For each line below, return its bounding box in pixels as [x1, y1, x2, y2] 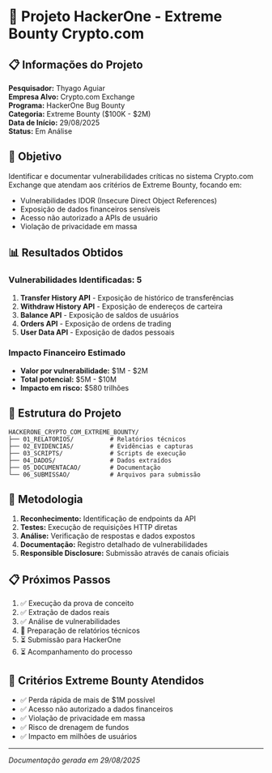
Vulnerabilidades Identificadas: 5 [8, 275, 142, 286]
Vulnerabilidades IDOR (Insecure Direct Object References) [19, 195, 218, 205]
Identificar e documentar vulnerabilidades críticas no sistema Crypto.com [8, 171, 253, 181]
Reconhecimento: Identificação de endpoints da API [19, 514, 197, 523]
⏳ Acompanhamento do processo [19, 647, 133, 657]
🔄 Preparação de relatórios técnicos [19, 626, 140, 635]
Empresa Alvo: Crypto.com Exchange [8, 92, 135, 101]
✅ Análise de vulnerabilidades [19, 617, 121, 626]
